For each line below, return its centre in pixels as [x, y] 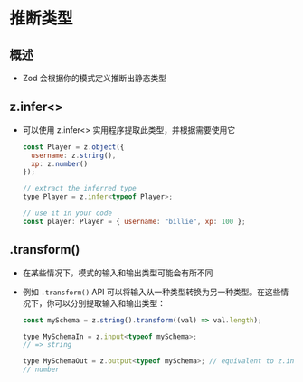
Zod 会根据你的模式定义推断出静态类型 [95, 78]
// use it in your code [67, 213]
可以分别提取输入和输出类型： [109, 303]
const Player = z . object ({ [73, 147]
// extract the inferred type [80, 189]
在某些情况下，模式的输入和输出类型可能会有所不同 [118, 273]
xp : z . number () [60, 163]
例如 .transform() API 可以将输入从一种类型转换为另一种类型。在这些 [151, 292]
